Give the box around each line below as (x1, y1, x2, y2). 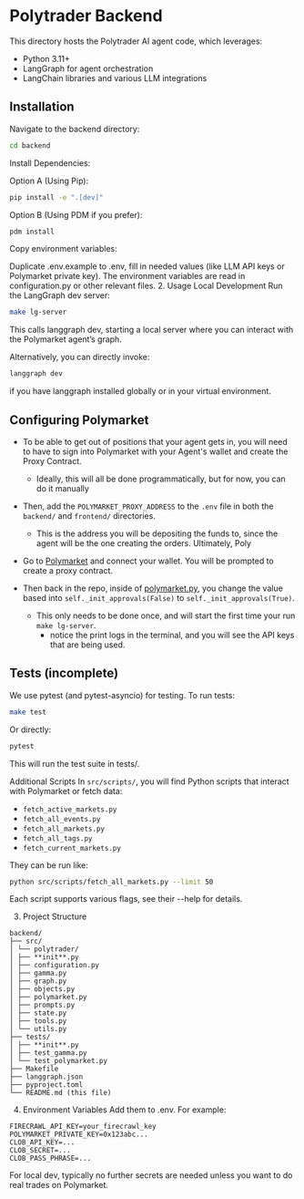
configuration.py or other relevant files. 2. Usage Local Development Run (9, 280, 284, 292)
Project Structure (22, 911, 87, 922)
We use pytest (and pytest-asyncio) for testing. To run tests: (9, 689, 235, 700)
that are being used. (49, 639, 126, 650)
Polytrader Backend (9, 5, 163, 26)
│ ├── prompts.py (9, 1000, 76, 1010)
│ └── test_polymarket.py (9, 1057, 107, 1066)
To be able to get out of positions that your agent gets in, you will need (22, 436, 289, 447)
